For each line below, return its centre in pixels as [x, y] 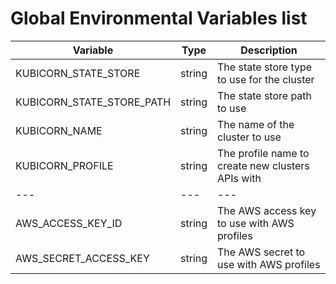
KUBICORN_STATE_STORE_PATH [93, 102]
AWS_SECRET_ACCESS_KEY [82, 258]
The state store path [265, 95]
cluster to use [249, 137]
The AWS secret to [261, 252]
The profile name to [263, 153]
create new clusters [263, 165]
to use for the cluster [266, 79]
